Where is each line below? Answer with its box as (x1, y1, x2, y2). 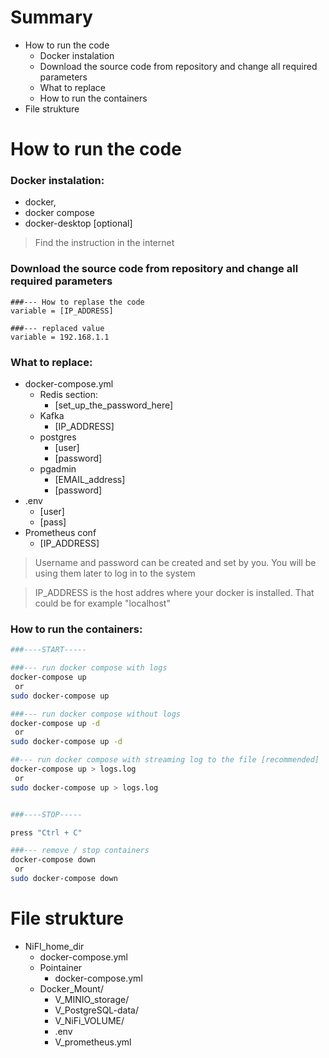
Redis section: (39, 389, 99, 401)
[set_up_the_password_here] (54, 399, 174, 411)
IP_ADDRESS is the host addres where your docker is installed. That (34, 587, 315, 599)
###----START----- (10, 645, 87, 655)
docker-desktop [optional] (24, 217, 133, 230)
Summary (10, 6, 93, 29)
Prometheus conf (24, 527, 97, 539)
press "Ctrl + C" (10, 827, 83, 838)
